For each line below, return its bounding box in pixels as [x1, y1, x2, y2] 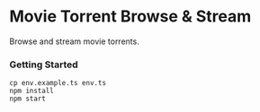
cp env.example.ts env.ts [9, 79, 106, 88]
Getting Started [9, 58, 78, 71]
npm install [9, 87, 54, 96]
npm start [9, 94, 47, 104]
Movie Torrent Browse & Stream [9, 6, 252, 27]
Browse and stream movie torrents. [9, 36, 139, 47]
